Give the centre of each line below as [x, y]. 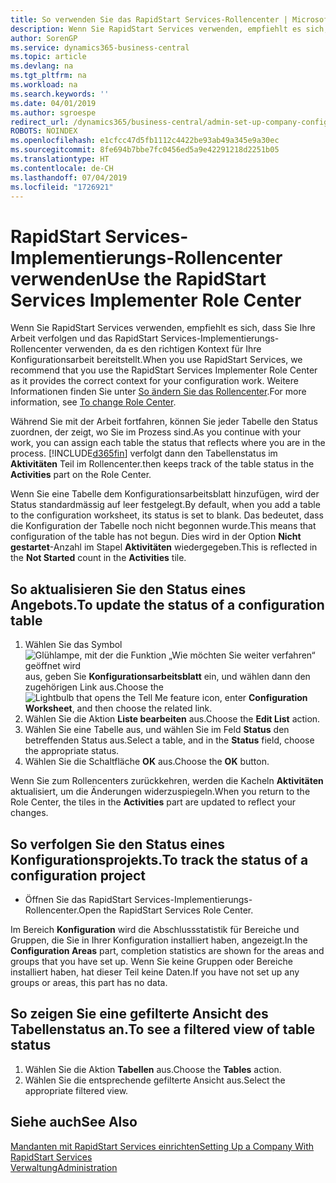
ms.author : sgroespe [53, 112]
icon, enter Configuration [254, 698]
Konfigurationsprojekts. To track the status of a [159, 859]
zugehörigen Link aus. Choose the [94, 687]
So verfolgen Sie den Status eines [118, 844]
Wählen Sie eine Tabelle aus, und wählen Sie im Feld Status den [157, 730]
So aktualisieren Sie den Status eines [128, 589]
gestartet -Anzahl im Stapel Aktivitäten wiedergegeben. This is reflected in [164, 547]
